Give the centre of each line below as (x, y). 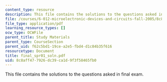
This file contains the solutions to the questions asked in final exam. (75, 74)
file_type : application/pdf (34, 23)
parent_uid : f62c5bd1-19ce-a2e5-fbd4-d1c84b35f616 (59, 46)
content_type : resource (30, 10)
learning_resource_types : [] (35, 28)
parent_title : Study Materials (38, 38)
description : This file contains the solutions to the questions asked (81, 14)
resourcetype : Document (30, 51)
